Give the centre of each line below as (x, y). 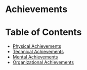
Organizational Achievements (43, 62)
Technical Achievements (38, 52)
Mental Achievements (35, 57)
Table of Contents (43, 32)
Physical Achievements (37, 46)
